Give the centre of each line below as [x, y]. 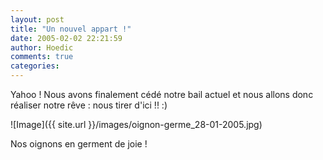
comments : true [42, 57]
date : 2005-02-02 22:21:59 [66, 38]
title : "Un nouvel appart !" [71, 29]
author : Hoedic [42, 47]
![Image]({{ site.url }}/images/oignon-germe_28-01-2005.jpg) [136, 124]
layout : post [37, 19]
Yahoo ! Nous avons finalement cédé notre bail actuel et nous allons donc [162, 94]
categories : [35, 66]
